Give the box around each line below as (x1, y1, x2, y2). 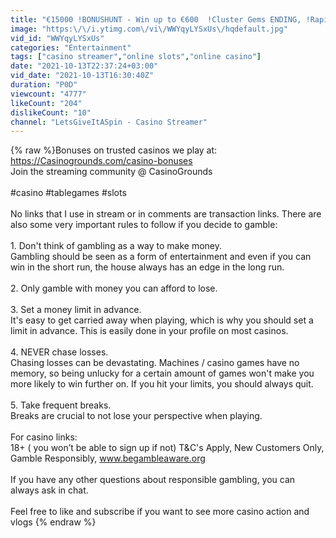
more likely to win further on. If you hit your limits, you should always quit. (10, 378, 314, 390)
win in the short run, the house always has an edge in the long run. (10, 261, 285, 273)
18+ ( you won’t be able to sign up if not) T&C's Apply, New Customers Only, (10, 442, 325, 454)
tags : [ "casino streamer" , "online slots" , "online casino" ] (10, 52, 262, 62)
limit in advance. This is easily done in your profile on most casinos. (10, 325, 289, 337)
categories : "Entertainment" (10, 42, 132, 53)
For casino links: (10, 431, 78, 443)
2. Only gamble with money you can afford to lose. (10, 282, 218, 295)
